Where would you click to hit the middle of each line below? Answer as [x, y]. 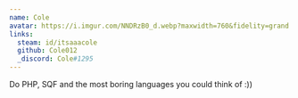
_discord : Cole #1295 [55, 59]
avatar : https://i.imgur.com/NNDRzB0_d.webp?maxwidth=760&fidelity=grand [149, 26]
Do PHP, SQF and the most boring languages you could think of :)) [131, 84]
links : [21, 34]
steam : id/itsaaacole [58, 42]
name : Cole [29, 17]
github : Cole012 [47, 51]
